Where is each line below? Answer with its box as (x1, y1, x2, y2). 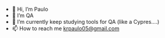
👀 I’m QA (11, 12, 34, 19)
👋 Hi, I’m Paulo (11, 6, 48, 12)
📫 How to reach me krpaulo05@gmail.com (11, 25, 119, 32)
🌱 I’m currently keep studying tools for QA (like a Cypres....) (11, 18, 160, 25)
